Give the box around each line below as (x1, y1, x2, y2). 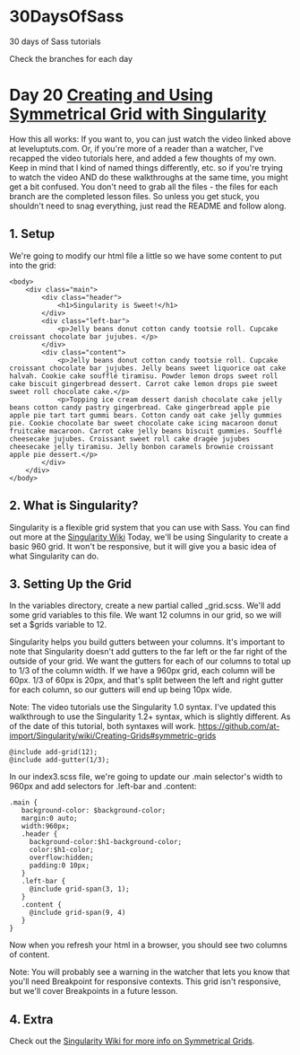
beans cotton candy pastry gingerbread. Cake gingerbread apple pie (9, 402, 270, 412)
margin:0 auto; (21, 814, 78, 823)
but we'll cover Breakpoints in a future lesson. (9, 986, 178, 997)
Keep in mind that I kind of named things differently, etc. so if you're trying (9, 162, 284, 172)
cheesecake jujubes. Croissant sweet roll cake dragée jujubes (9, 434, 251, 444)
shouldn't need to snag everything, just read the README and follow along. (9, 200, 287, 211)
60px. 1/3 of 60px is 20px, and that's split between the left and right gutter (9, 675, 284, 686)
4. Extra (9, 1012, 54, 1027)
